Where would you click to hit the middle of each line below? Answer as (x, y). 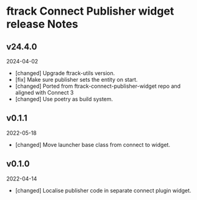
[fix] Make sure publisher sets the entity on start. (77, 80)
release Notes (42, 24)
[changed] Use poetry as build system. (64, 99)
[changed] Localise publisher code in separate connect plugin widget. (103, 190)
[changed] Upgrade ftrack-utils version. (65, 73)
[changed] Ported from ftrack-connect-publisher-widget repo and (98, 86)
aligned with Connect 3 (45, 92)
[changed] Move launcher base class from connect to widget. (93, 145)
